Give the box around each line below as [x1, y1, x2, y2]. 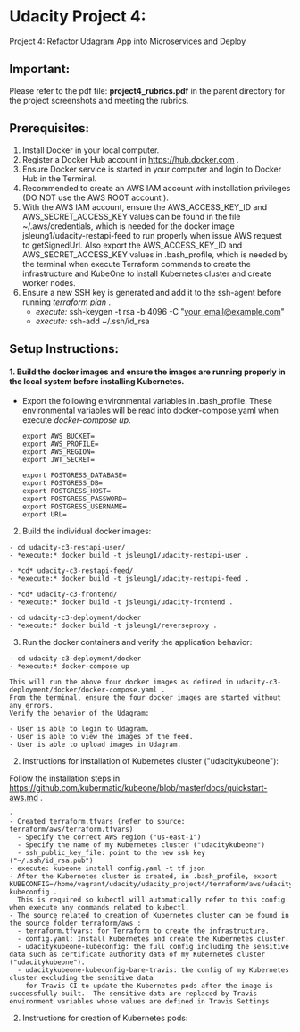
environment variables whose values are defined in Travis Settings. [9, 997, 274, 1006]
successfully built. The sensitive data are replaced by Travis [9, 989, 257, 998]
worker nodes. [21, 277, 76, 288]
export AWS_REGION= [21, 448, 96, 457]
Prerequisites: [9, 121, 89, 136]
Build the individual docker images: [21, 525, 152, 537]
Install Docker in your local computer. [21, 145, 160, 155]
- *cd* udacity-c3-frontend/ [9, 590, 118, 600]
